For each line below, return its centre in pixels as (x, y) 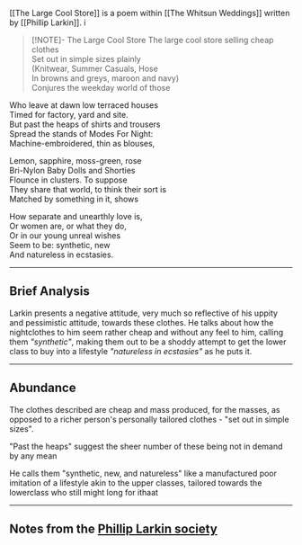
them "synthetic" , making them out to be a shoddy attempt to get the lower (148, 342)
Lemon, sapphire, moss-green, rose (75, 161)
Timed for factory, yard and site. (69, 115)
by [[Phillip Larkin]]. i (48, 22)
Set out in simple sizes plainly (86, 59)
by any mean (33, 456)
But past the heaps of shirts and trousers (85, 124)
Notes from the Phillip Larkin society (113, 529)
